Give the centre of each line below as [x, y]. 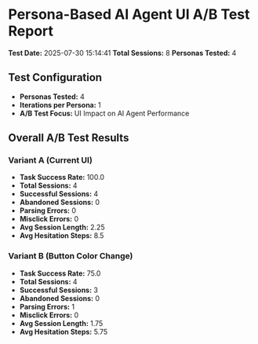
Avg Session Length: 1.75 [61, 323]
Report [31, 31]
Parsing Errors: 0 [48, 210]
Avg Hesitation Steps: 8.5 [62, 236]
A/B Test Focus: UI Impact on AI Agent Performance [104, 113]
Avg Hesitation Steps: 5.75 [64, 331]
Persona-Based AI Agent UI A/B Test [129, 15]
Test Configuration [55, 77]
